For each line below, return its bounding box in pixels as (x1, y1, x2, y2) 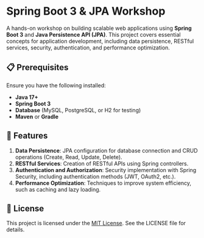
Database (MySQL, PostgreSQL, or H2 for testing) (15, 106, 141, 114)
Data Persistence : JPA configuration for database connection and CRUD (15, 146, 198, 154)
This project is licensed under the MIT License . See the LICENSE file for (6, 220, 186, 227)
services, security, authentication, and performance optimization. (6, 44, 171, 51)
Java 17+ (15, 93, 38, 101)
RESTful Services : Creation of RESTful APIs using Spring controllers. (15, 160, 189, 167)
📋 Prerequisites (6, 62, 69, 73)
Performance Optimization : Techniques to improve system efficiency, (15, 179, 192, 187)
